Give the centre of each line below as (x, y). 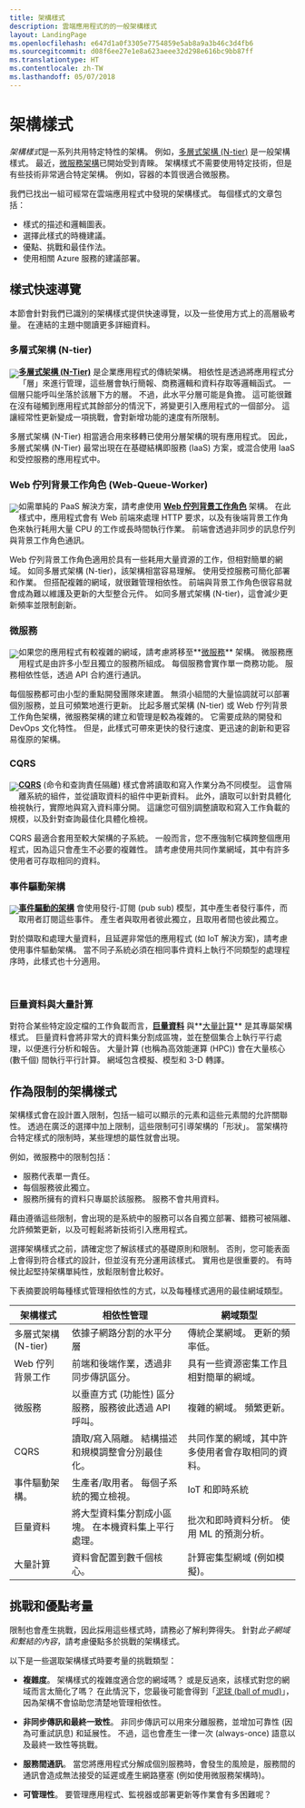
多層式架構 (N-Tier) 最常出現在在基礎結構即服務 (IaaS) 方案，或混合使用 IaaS (152, 447)
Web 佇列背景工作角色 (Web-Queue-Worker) (109, 485)
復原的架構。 (41, 740)
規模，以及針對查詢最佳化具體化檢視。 (81, 819)
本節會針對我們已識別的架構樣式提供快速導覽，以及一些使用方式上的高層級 (148, 313)
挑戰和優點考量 (51, 1606)
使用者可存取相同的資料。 (57, 860)
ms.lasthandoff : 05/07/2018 (63, 77)
